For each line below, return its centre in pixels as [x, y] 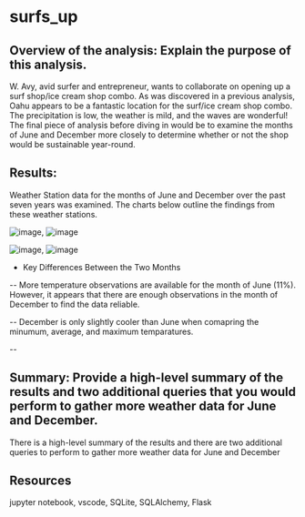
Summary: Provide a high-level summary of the [147, 378]
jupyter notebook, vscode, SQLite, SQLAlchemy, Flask [111, 502]
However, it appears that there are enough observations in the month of [144, 294]
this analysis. [48, 64]
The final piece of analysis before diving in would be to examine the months [152, 125]
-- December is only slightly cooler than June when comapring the [134, 321]
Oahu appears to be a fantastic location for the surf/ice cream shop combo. [151, 106]
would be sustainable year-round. [73, 144]
